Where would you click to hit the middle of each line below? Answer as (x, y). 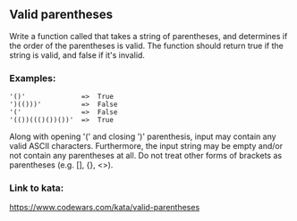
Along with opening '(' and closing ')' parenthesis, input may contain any (143, 136)
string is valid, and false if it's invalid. (77, 55)
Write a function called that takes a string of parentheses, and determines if (148, 36)
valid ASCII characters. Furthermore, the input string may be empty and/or (146, 146)
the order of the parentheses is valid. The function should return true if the (146, 45)
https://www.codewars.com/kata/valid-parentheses (105, 208)
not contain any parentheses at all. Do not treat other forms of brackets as (146, 156)
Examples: (33, 78)
